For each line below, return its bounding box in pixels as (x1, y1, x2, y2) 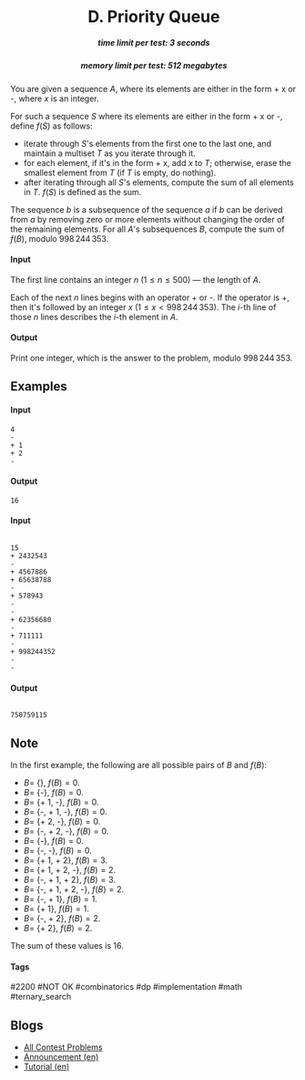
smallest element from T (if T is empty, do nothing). (23, 167, 217, 178)
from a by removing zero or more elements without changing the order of (10, 213, 285, 224)
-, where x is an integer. (10, 93, 99, 104)
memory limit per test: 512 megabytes (80, 60, 228, 71)
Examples (10, 379, 67, 394)
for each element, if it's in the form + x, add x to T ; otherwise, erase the (23, 157, 292, 168)
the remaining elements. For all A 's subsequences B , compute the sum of (10, 223, 285, 234)
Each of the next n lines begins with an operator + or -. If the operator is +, (10, 292, 290, 303)
